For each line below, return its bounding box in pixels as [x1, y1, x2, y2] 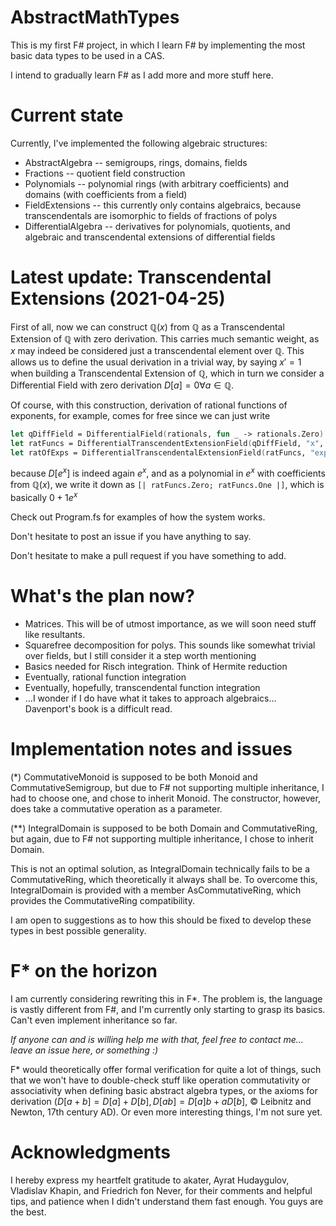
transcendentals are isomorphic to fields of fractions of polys [24, 209, 278, 221]
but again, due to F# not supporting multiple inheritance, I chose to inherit [10, 832, 314, 845]
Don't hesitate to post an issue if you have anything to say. [10, 530, 252, 542]
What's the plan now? [10, 584, 195, 607]
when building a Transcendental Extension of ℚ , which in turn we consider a [10, 367, 325, 379]
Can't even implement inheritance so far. [10, 1014, 178, 1026]
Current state [10, 104, 124, 127]
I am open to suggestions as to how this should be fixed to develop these [10, 914, 312, 926]
